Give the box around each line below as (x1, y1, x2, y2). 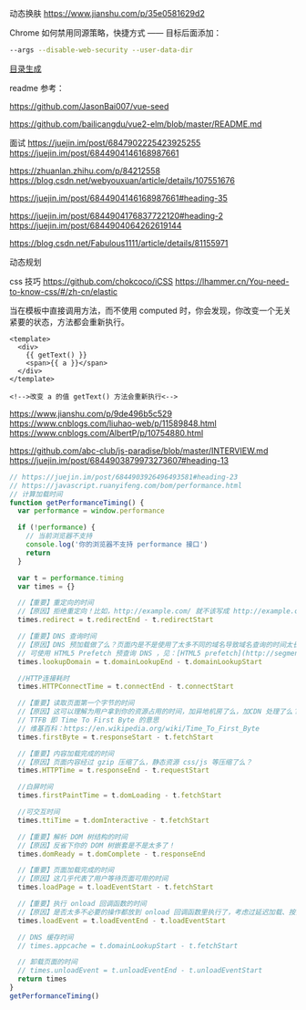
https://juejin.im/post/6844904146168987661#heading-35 (9, 193, 228, 203)
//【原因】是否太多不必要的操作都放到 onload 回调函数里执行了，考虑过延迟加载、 (17, 907, 290, 917)
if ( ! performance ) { (17, 523, 96, 532)
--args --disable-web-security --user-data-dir (9, 46, 194, 55)
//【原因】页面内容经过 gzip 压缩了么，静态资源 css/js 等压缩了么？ (17, 757, 253, 766)
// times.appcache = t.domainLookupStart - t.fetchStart (17, 941, 239, 951)
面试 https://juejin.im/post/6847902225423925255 (9, 137, 201, 148)
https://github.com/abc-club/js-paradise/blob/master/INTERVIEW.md (9, 445, 269, 456)
